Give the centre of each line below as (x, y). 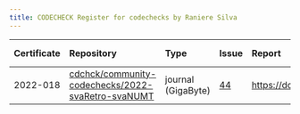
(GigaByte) (188, 90)
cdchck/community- (113, 74)
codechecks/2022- (111, 85)
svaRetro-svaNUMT (112, 96)
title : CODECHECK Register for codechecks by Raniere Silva (124, 17)
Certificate (37, 53)
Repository (93, 53)
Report (266, 53)
